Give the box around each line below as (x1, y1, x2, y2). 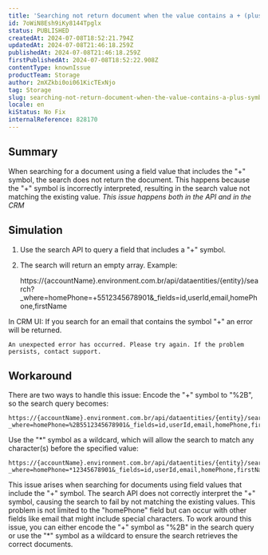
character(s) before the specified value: (8, 444, 139, 454)
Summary (8, 145, 58, 159)
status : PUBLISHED (8, 26, 69, 34)
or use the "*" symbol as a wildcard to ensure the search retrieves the (8, 531, 238, 541)
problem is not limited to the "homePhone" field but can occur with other (8, 505, 247, 515)
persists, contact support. (8, 347, 102, 355)
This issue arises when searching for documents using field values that (8, 480, 242, 490)
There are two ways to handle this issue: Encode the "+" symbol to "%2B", (8, 390, 254, 400)
